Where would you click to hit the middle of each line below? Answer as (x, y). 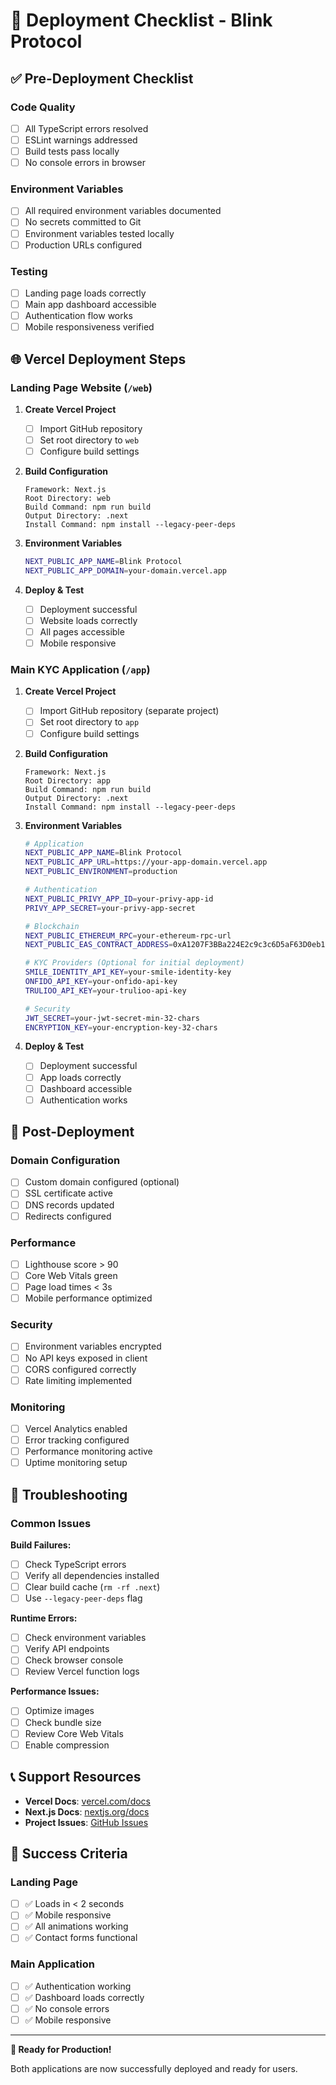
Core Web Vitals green (71, 1275)
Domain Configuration (65, 1161)
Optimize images (59, 1711)
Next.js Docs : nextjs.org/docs (87, 1811)
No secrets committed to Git (83, 222)
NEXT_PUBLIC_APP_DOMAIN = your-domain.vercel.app (125, 570)
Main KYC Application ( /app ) (80, 670)
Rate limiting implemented (78, 1380)
